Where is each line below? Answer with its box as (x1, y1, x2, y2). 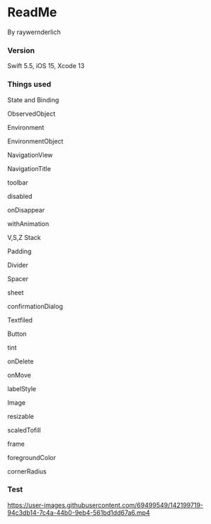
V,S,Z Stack (7, 233, 41, 241)
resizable (7, 412, 34, 420)
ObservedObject (7, 109, 56, 118)
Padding (7, 246, 32, 256)
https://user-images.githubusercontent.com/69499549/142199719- (7, 501, 204, 509)
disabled (7, 192, 33, 200)
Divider (7, 261, 28, 269)
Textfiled (7, 315, 33, 324)
